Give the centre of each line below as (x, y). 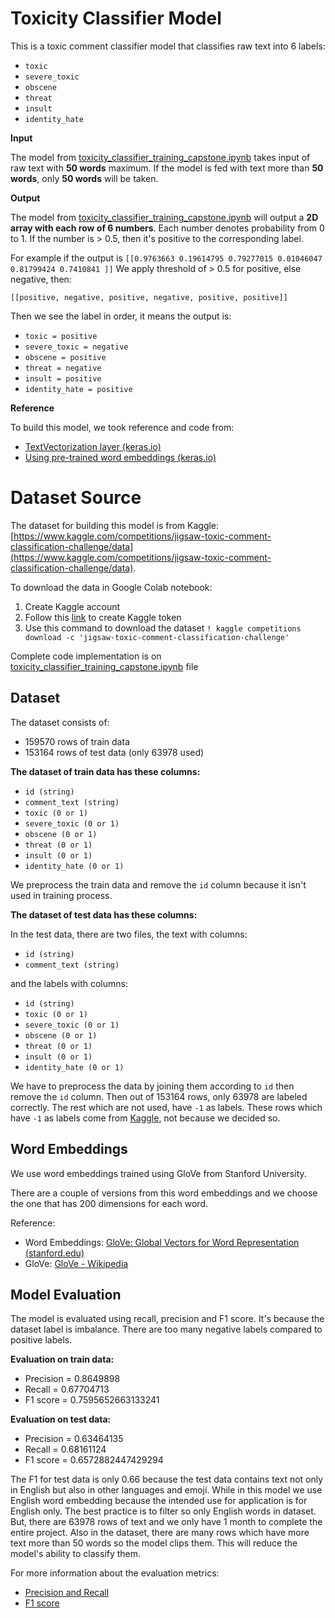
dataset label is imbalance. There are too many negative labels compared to (166, 1329)
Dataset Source (76, 498)
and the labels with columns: (69, 983)
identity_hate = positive (78, 389)
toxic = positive (61, 336)
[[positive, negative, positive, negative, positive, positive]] (149, 297)
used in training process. (61, 895)
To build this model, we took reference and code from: (122, 427)
